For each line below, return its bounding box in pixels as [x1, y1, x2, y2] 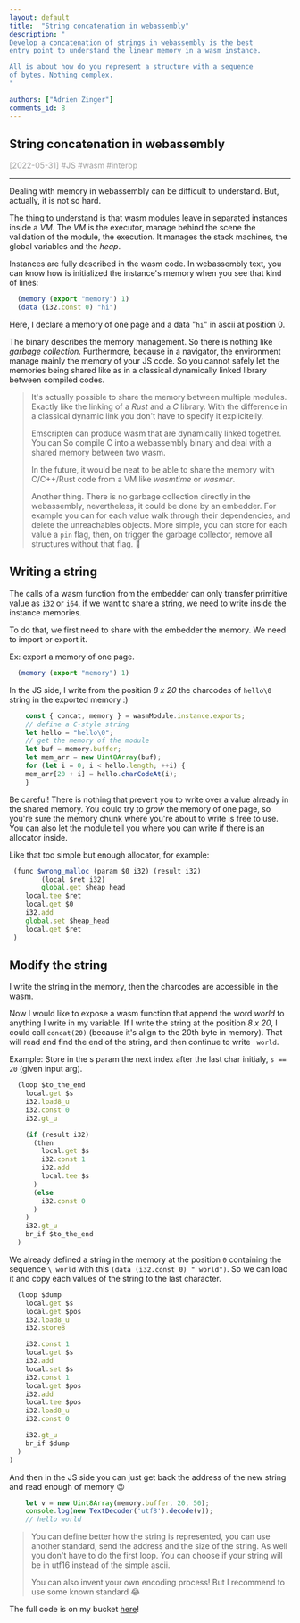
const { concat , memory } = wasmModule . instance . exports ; [25, 711, 246, 720]
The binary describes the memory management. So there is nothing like [9, 337, 273, 347]
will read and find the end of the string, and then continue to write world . [9, 1037, 279, 1048]
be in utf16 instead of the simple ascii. [30, 1560, 171, 1570]
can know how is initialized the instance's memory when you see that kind [9, 268, 282, 279]
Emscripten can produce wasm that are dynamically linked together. [30, 428, 282, 439]
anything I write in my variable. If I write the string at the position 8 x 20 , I [9, 1017, 279, 1028]
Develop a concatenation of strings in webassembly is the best [9, 38, 254, 47]
